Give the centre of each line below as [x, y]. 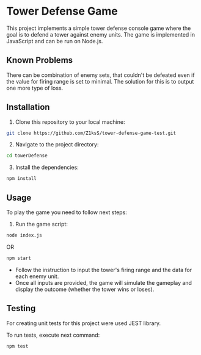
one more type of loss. [35, 88]
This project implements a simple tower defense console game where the [99, 28]
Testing [21, 308]
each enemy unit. [37, 276]
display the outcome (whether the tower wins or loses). [85, 289]
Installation [28, 107]
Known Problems [40, 60]
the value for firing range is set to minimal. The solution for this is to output [100, 81]
